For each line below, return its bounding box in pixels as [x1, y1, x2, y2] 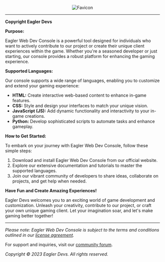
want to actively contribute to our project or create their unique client [5, 43, 145, 49]
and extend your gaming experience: [5, 83, 80, 88]
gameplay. [12, 124, 33, 130]
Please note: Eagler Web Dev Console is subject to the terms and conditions [5, 227, 160, 233]
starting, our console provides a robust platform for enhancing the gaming [5, 53, 155, 59]
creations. [25, 113, 45, 119]
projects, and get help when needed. [12, 178, 87, 184]
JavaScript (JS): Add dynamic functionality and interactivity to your [12, 108, 150, 114]
